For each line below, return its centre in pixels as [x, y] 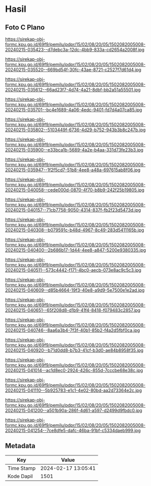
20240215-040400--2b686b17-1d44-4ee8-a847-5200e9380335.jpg [76, 250]
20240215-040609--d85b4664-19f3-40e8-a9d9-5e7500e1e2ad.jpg [75, 290]
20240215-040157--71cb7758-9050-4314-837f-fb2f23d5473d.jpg [73, 210]
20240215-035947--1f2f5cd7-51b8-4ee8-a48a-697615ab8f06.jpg [73, 170]
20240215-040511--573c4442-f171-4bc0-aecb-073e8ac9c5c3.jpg [73, 270]
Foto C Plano [25, 27]
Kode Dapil [20, 476]
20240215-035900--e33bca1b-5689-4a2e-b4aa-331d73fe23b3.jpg [74, 150]
